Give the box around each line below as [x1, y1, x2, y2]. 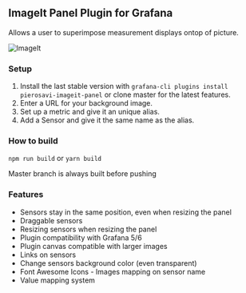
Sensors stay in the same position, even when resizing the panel [19, 207, 232, 217]
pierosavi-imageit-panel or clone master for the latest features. [19, 90, 231, 99]
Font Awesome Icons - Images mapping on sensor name [19, 267, 206, 276]
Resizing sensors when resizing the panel [19, 224, 157, 234]
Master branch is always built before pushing [8, 169, 157, 179]
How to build [8, 135, 58, 146]
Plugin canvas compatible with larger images [19, 241, 168, 251]
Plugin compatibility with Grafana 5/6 [19, 232, 142, 243]
